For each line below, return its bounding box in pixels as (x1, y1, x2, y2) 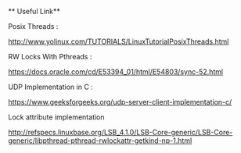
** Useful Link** (8, 7, 61, 16)
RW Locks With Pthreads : (8, 52, 92, 61)
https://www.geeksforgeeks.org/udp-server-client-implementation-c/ (8, 98, 232, 106)
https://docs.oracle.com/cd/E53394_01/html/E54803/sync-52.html (8, 67, 224, 76)
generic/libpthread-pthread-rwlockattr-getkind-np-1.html (8, 136, 192, 145)
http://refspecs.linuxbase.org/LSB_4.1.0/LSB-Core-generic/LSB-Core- (8, 128, 233, 137)
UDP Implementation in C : (8, 82, 94, 91)
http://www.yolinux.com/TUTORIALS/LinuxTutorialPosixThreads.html (8, 37, 229, 46)
